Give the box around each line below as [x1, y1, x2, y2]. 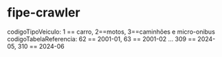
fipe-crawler [7, 5, 80, 21]
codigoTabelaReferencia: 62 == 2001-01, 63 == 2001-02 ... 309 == [7, 34, 197, 43]
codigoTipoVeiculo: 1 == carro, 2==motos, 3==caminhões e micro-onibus [7, 27, 215, 36]
